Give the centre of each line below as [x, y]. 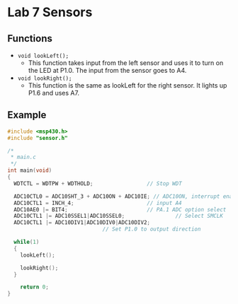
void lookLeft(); [43, 56]
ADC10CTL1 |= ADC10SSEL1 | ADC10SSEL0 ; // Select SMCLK [118, 216]
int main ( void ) [30, 170]
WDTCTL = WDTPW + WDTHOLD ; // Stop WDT [98, 183]
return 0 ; [35, 287]
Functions [30, 39]
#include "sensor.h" [38, 138]
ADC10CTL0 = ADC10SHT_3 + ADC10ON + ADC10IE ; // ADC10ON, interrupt [117, 196]
